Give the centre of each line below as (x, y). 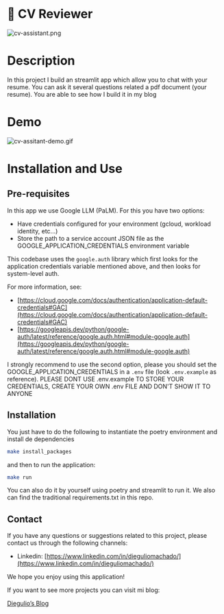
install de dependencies (41, 439)
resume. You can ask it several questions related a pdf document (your (107, 87)
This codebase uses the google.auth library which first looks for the (103, 259)
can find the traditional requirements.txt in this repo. (80, 497)
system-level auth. (33, 273)
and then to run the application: (51, 464)
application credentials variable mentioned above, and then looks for (104, 266)
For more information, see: (45, 287)
